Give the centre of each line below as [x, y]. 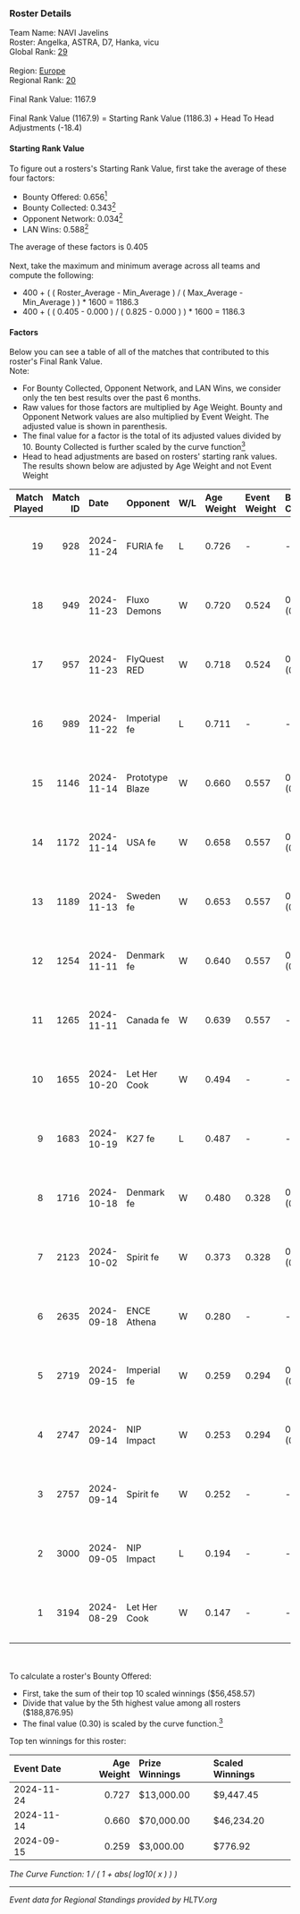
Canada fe [148, 1020]
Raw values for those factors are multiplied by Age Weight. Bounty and [152, 407]
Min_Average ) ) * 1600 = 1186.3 [80, 302]
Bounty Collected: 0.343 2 [69, 207]
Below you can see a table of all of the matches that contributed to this [139, 352]
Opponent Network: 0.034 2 [72, 217]
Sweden [143, 895]
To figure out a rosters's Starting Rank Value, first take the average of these [148, 168]
